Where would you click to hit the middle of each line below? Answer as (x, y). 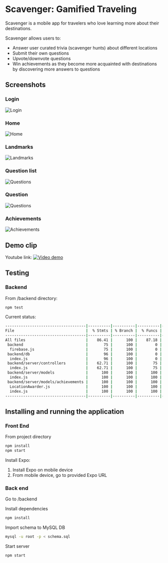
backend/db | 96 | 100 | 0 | (85, 354)
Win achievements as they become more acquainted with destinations (85, 64)
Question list (21, 171)
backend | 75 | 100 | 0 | (85, 345)
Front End (17, 426)
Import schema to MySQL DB (35, 527)
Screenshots (25, 85)
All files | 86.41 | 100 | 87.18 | (84, 340)
